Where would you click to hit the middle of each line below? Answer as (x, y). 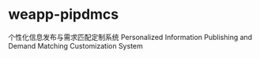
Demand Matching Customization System (76, 45)
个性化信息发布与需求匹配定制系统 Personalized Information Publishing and (130, 37)
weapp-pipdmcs (64, 14)
